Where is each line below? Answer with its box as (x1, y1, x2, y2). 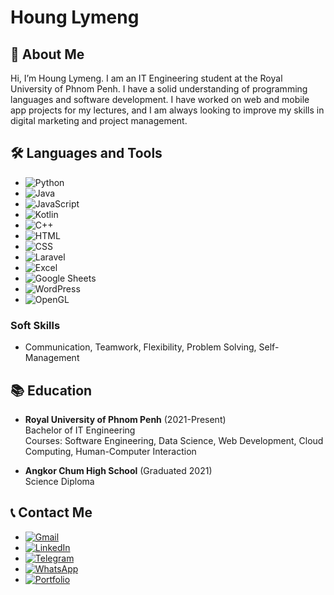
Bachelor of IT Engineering (24, 424, 136, 436)
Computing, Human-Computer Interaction (24, 445, 197, 457)
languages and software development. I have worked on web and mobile (10, 94, 310, 105)
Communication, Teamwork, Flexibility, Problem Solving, (24, 341, 257, 353)
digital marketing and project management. (10, 115, 188, 126)
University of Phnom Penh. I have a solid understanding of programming (10, 83, 308, 95)
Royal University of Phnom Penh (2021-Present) (24, 413, 227, 425)
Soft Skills (10, 318, 61, 332)
